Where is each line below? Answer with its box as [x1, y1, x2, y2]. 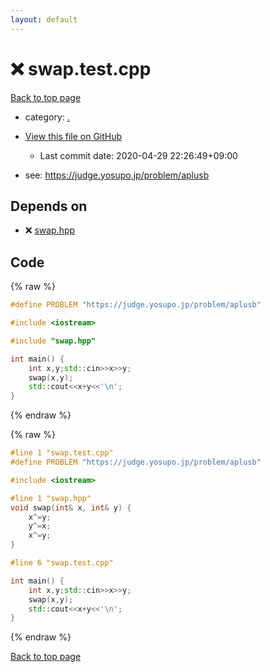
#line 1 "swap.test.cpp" [10, 448, 114, 458]
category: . [24, 111, 70, 123]
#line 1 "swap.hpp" [10, 493, 92, 503]
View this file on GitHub [24, 130, 123, 142]
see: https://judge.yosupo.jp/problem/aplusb [24, 169, 210, 181]
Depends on [10, 197, 88, 215]
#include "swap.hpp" [10, 336, 97, 346]
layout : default [10, 14, 78, 25]
